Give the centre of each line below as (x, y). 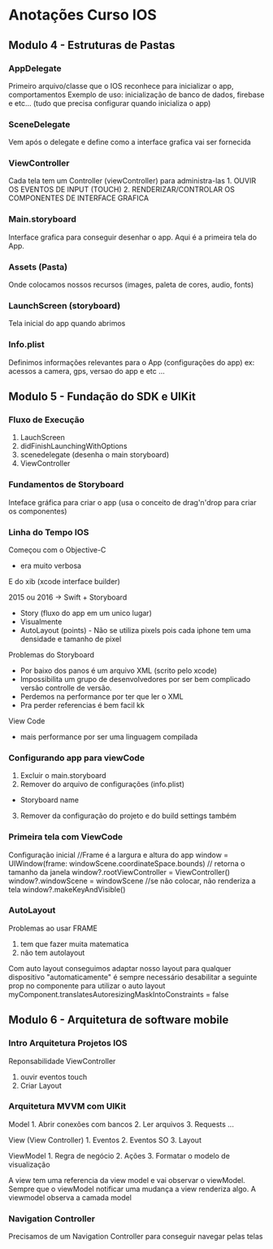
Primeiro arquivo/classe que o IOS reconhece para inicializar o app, (121, 86)
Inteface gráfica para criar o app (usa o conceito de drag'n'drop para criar (132, 502)
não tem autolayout (52, 952)
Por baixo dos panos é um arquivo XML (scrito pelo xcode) (119, 671)
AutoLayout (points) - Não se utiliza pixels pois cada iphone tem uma (136, 630)
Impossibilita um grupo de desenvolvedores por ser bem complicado (135, 679)
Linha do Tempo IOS (49, 532)
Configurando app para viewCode (76, 758)
